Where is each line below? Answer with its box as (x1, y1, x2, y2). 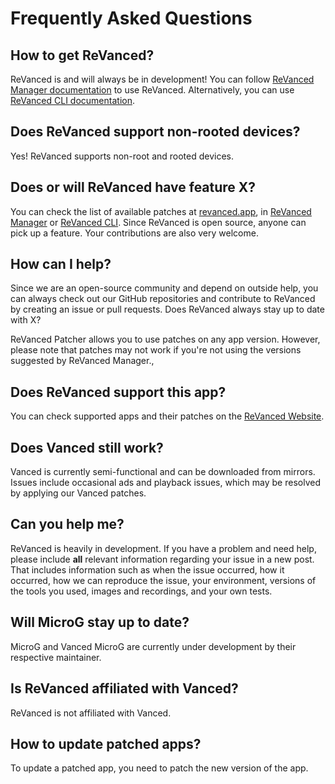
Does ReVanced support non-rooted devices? (10, 123, 301, 141)
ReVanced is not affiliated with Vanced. (10, 707, 172, 719)
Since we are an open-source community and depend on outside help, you (10, 282, 319, 294)
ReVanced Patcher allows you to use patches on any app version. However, (10, 333, 321, 346)
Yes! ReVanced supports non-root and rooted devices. (10, 150, 235, 162)
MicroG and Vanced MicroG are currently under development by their (10, 640, 297, 652)
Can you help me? (10, 516, 125, 533)
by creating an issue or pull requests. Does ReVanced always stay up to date (10, 303, 325, 316)
